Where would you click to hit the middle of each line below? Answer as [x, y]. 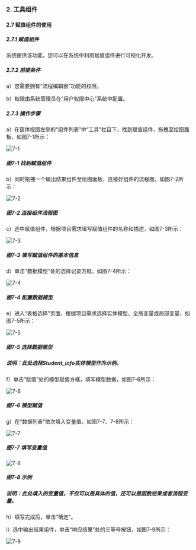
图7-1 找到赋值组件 [29, 163]
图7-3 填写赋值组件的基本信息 [42, 255]
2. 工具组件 [22, 9]
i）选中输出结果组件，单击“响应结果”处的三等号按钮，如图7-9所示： [89, 529]
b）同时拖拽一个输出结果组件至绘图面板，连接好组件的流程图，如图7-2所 [95, 179]
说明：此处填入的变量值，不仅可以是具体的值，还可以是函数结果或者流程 [94, 493]
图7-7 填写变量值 [27, 448]
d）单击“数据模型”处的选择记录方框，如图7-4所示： [69, 271]
